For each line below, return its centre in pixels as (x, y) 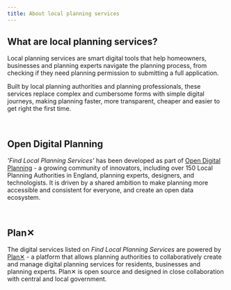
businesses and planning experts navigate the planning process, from (107, 66)
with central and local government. (57, 279)
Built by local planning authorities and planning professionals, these (104, 87)
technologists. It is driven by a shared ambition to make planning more (108, 183)
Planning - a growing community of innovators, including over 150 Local (110, 168)
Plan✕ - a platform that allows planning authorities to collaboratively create (114, 257)
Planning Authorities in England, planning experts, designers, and (101, 176)
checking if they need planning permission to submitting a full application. (113, 73)
